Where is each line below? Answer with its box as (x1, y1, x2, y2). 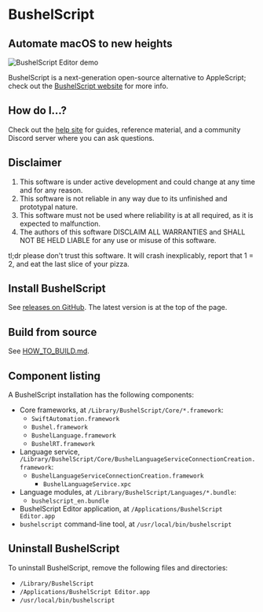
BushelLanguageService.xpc (42, 481, 132, 488)
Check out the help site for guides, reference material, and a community (8, 124, 241, 135)
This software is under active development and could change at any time (19, 177, 255, 186)
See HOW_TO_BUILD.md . (8, 346, 90, 356)
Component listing (8, 369, 100, 382)
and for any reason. (19, 185, 83, 194)
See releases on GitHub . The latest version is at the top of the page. (8, 303, 228, 312)
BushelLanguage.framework (31, 432, 116, 440)
